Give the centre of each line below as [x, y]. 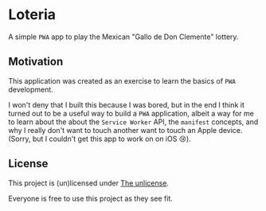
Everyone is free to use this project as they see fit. [90, 198]
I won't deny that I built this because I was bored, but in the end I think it [126, 104]
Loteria [32, 15]
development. [31, 89]
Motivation [36, 62]
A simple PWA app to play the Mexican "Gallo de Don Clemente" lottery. [123, 37]
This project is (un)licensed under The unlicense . [89, 183]
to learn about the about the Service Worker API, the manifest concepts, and [133, 122]
